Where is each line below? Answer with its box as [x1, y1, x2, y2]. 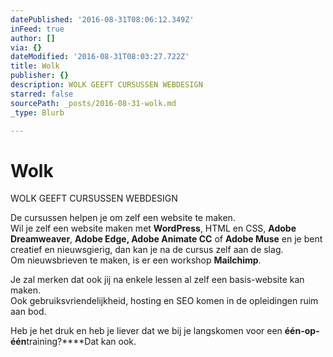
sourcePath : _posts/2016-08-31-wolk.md [10, 98, 177, 108]
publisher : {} [10, 71, 70, 81]
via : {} [10, 42, 43, 53]
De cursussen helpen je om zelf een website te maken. [10, 212, 236, 224]
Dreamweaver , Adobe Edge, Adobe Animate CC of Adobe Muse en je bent [10, 233, 323, 245]
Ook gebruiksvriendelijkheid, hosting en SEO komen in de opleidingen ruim [10, 295, 319, 307]
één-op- [284, 325, 320, 337]
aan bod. [10, 306, 47, 318]
